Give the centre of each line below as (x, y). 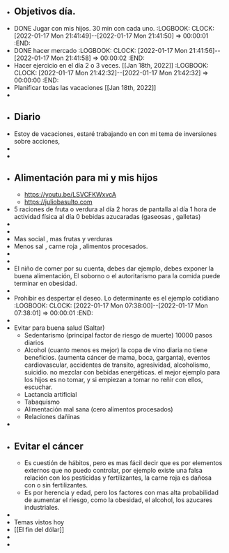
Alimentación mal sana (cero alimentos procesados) (98, 409)
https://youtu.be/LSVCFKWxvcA (70, 195)
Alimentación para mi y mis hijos (86, 178)
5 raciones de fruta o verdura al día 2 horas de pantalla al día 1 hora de (115, 209)
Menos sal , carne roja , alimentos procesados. (81, 246)
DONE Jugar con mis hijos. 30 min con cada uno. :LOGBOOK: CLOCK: (114, 28)
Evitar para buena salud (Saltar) (59, 328)
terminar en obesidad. (46, 283)
